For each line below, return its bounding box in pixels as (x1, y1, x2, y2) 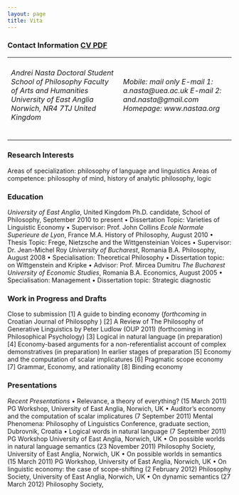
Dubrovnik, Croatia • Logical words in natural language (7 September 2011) (7, 427, 227, 435)
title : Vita (7, 17, 43, 24)
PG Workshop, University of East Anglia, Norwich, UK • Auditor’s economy (7, 404, 226, 412)
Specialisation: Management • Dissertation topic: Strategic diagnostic (7, 276, 211, 284)
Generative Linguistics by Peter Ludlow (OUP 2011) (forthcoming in (7, 325, 203, 334)
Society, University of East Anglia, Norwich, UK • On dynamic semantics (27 (7, 472, 231, 481)
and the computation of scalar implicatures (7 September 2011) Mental (7, 412, 213, 420)
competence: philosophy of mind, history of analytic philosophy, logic (7, 174, 212, 182)
